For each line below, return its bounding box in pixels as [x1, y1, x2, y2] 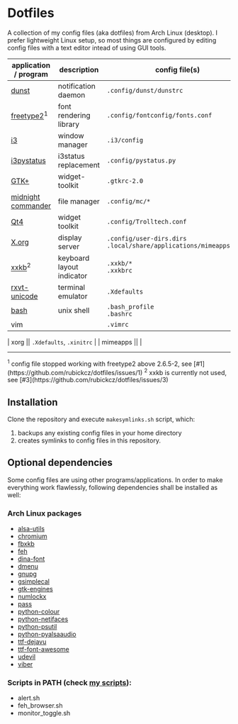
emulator [57, 291, 88, 301]
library [57, 119, 80, 129]
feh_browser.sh [17, 701, 63, 710]
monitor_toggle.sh [17, 709, 71, 718]
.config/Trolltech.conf [106, 218, 187, 225]
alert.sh [17, 694, 40, 703]
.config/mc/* [106, 197, 151, 205]
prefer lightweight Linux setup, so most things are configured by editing [7, 35, 217, 44]
